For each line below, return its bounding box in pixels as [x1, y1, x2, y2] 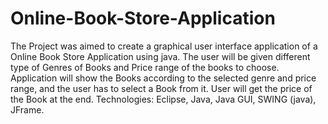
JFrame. [10, 103, 45, 116]
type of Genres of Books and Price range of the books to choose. [10, 61, 280, 73]
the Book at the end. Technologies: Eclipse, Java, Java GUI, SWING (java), [10, 93, 317, 105]
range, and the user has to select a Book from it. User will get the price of [10, 82, 313, 94]
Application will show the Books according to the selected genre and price [10, 72, 317, 84]
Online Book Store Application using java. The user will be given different [10, 50, 311, 62]
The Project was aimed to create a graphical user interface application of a [10, 40, 318, 52]
